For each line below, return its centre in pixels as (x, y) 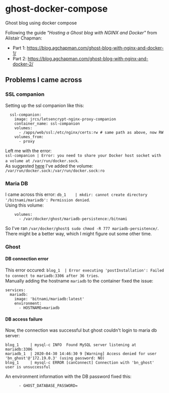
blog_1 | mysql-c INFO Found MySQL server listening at (71, 345)
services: (16, 290)
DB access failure (24, 319)
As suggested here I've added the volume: (49, 166)
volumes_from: (29, 137)
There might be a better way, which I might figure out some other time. (79, 233)
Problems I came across (44, 80)
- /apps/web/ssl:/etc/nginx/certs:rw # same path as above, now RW (91, 132)
